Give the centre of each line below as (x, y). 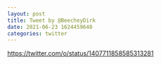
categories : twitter (38, 33)
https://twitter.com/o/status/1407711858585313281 (80, 53)
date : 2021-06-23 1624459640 (50, 27)
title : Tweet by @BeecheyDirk (52, 20)
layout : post (26, 14)
